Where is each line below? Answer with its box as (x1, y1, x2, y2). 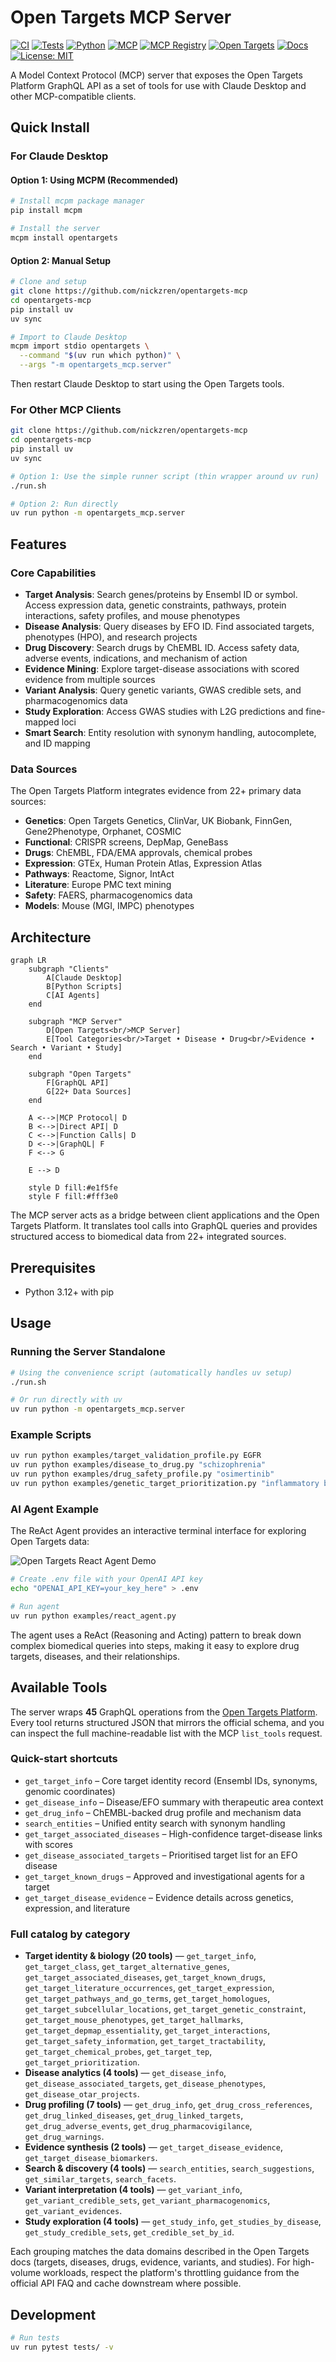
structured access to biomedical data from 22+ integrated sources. (10, 1231, 287, 1243)
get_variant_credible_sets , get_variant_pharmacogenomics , (24, 2194, 271, 2206)
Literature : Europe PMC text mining (24, 879, 172, 891)
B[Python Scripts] (46, 982, 123, 992)
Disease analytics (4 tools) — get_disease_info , (24, 2067, 227, 2079)
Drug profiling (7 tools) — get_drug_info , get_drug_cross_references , (24, 2099, 313, 2111)
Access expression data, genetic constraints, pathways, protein (24, 599, 287, 611)
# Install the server (10, 224, 101, 234)
